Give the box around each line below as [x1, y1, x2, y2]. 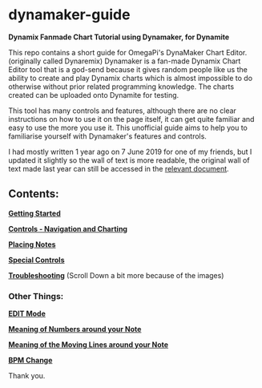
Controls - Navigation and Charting [8, 224, 128, 233]
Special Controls [8, 255, 65, 265]
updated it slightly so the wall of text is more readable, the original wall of [8, 155, 250, 165]
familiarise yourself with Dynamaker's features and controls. [8, 131, 207, 141]
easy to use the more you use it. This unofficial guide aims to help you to [8, 123, 248, 132]
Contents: [8, 187, 59, 201]
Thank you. [8, 371, 46, 381]
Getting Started [8, 208, 62, 218]
